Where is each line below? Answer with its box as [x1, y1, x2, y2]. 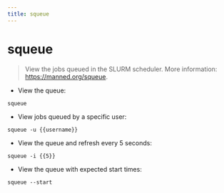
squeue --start [7, 179, 53, 186]
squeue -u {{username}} [7, 126, 78, 133]
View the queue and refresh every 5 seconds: [17, 138, 152, 147]
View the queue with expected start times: [17, 165, 143, 173]
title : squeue [7, 10, 50, 18]
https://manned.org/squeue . [24, 72, 108, 80]
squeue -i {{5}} [7, 152, 56, 160]
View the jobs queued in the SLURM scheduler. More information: [24, 65, 218, 73]
